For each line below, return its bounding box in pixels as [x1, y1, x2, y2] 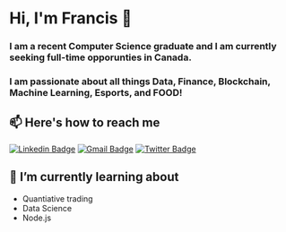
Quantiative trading [22, 193, 93, 204]
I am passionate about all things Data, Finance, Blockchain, [9, 75, 271, 88]
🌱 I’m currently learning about [9, 169, 179, 185]
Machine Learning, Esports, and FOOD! [9, 87, 183, 99]
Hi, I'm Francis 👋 [9, 8, 133, 29]
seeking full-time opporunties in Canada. [9, 51, 193, 64]
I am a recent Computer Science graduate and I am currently [9, 40, 277, 53]
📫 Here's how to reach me [9, 116, 160, 131]
